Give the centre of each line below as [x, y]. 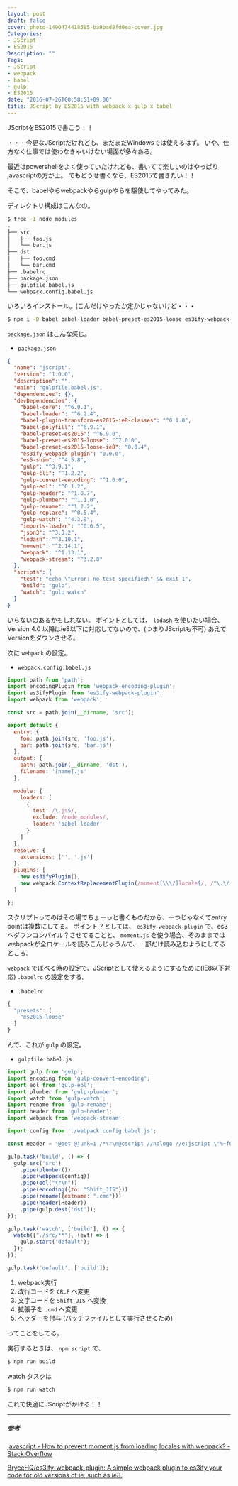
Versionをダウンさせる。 [43, 638]
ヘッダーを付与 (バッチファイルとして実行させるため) [95, 1318]
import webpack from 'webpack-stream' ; [66, 1118]
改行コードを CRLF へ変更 [54, 1291]
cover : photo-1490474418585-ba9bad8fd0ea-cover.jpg [85, 27]
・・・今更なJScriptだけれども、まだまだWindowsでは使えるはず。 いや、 [115, 142]
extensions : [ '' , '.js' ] [57, 857]
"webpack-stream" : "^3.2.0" [61, 559]
